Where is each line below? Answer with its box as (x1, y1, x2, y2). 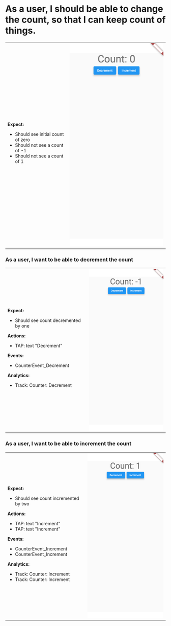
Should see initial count (15, 131, 64, 137)
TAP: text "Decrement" (15, 343, 63, 349)
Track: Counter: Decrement (15, 382, 72, 388)
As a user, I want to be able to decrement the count (5, 256, 133, 263)
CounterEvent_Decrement (15, 362, 70, 368)
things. (5, 25, 36, 36)
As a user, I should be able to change (5, 3, 163, 15)
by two (15, 500, 30, 506)
